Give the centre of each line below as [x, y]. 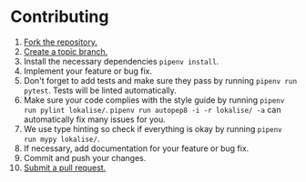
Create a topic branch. [66, 51]
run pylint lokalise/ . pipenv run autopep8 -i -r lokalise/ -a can [152, 109]
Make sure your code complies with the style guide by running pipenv [154, 100]
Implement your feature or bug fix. [88, 71]
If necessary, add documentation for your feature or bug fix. [136, 148]
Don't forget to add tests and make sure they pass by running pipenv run [160, 80]
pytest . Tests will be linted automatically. [100, 90]
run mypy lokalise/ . [61, 138]
